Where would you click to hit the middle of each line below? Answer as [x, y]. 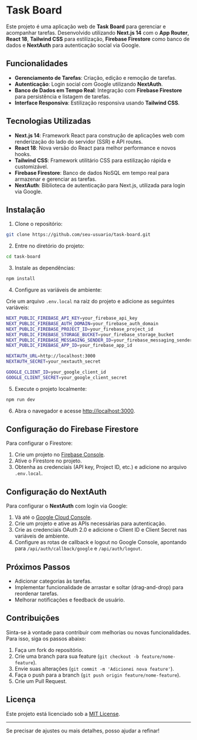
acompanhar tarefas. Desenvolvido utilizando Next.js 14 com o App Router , [98, 32]
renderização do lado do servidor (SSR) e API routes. [79, 141]
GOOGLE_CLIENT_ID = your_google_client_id [56, 372]
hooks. [23, 154]
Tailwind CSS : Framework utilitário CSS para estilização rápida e [93, 160]
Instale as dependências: [45, 268]
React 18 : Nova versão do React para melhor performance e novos [95, 148]
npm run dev [21, 400]
